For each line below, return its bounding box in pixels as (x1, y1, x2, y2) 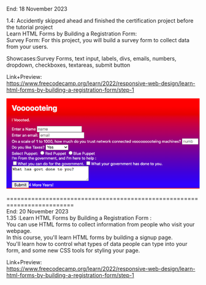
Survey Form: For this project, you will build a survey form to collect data (6, 37, 190, 43)
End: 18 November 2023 (6, 6, 67, 12)
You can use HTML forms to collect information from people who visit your (6, 221, 195, 228)
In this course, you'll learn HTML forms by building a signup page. (6, 234, 173, 241)
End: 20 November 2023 (6, 208, 69, 215)
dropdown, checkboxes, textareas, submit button (6, 61, 131, 68)
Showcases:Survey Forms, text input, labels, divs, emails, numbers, (6, 55, 177, 62)
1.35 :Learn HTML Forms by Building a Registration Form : (6, 214, 152, 222)
